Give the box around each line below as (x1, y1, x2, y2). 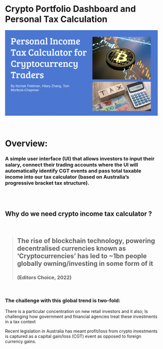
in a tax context (5, 318, 36, 324)
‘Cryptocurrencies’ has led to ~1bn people (16, 252, 147, 261)
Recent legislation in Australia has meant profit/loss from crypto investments (5, 328, 158, 334)
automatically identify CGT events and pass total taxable (5, 167, 142, 174)
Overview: (5, 138, 48, 149)
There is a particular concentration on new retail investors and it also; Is (5, 308, 148, 314)
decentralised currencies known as (16, 244, 126, 253)
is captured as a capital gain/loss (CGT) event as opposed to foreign (5, 333, 142, 339)
